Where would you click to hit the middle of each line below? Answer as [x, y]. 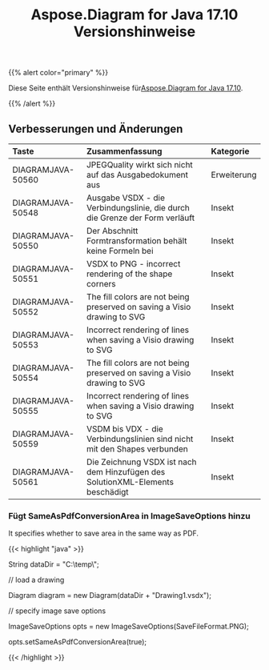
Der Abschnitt [112, 231]
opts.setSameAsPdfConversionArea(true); [78, 642]
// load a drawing [36, 580]
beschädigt [108, 492]
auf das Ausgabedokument [137, 175]
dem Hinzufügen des [126, 472]
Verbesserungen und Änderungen [96, 128]
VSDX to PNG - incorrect [134, 264]
